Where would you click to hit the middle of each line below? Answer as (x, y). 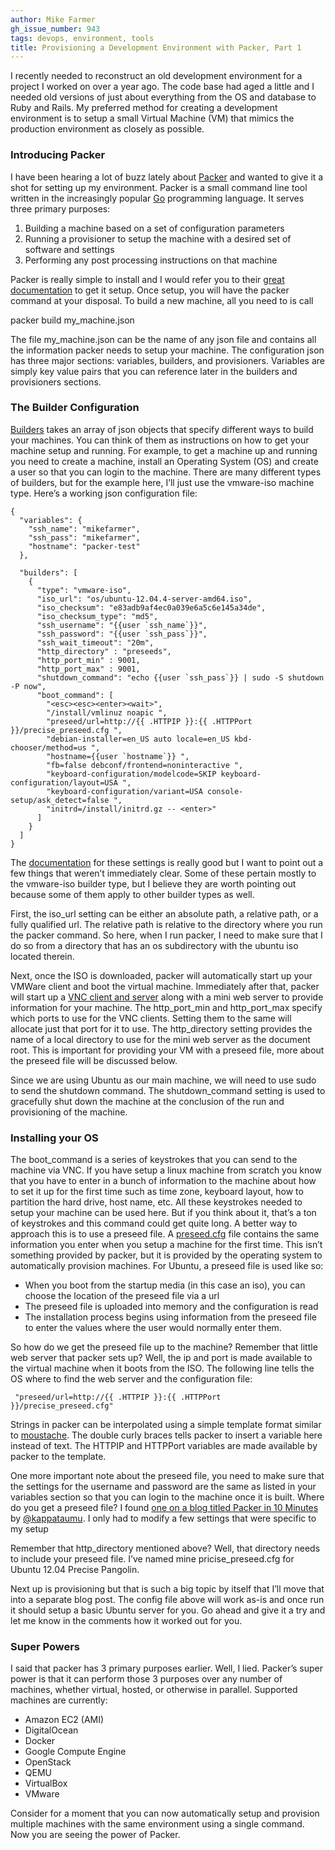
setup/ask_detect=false (60, 800)
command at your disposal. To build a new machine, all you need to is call (162, 300)
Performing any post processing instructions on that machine (151, 260)
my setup (29, 1529)
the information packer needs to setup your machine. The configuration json (167, 350)
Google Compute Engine (75, 1752)
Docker (40, 1741)
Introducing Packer (58, 155)
